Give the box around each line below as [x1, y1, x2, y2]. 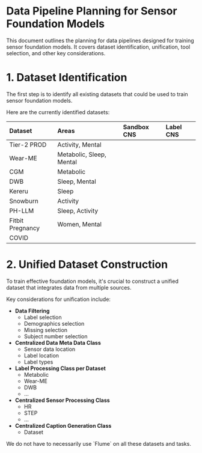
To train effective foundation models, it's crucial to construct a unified [6, 278, 179, 285]
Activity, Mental [57, 140, 102, 148]
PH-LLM [9, 206, 34, 214]
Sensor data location [23, 345, 76, 353]
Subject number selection [23, 332, 88, 340]
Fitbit [9, 216, 24, 225]
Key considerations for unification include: [6, 296, 111, 303]
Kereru [9, 187, 29, 195]
